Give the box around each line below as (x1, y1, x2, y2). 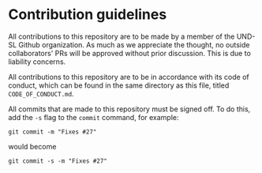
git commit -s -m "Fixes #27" (8, 156, 108, 165)
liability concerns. (8, 57, 66, 66)
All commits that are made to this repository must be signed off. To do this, (8, 104, 251, 114)
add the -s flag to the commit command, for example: (8, 112, 179, 122)
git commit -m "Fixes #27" (8, 128, 97, 136)
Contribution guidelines (8, 6, 167, 24)
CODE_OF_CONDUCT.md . (8, 88, 74, 98)
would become (8, 141, 57, 151)
